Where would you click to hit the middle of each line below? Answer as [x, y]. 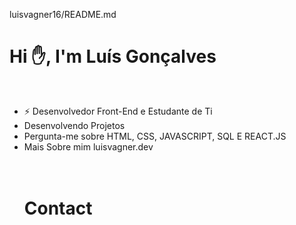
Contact [58, 208]
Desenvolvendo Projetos [74, 125]
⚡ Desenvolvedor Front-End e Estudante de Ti [118, 111]
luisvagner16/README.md [63, 14]
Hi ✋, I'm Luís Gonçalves [113, 56]
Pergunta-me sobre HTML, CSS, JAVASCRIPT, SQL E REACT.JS [155, 136]
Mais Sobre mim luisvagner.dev [88, 146]
